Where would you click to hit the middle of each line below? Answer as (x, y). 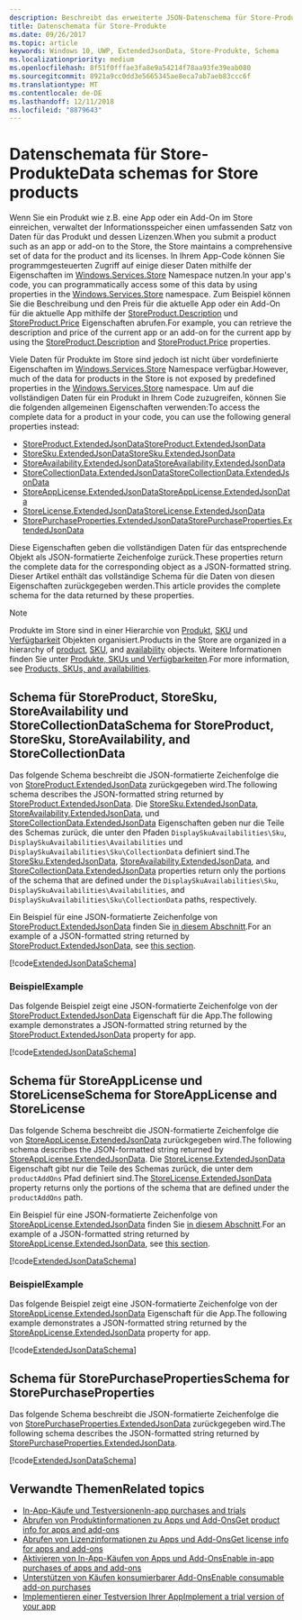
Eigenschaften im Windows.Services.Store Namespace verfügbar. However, (149, 369)
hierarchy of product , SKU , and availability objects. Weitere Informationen (145, 650)
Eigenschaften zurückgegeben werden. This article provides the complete (145, 586)
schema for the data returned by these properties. (102, 596)
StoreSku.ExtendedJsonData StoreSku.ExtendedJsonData (129, 454)
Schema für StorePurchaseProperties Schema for (150, 1378)
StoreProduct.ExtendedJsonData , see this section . (102, 946)
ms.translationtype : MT (54, 85)
